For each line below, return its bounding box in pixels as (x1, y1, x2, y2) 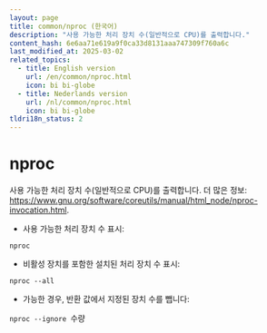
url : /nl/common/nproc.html (25, 97, 132, 107)
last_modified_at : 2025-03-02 (9, 47, 124, 56)
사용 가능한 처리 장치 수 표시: (22, 223, 125, 234)
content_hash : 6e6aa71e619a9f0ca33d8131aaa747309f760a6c (9, 38, 230, 48)
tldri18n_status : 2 (9, 114, 84, 123)
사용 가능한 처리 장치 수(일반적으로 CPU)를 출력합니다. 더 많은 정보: (9, 185, 248, 196)
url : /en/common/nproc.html (25, 73, 132, 82)
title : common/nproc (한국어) (9, 22, 118, 31)
